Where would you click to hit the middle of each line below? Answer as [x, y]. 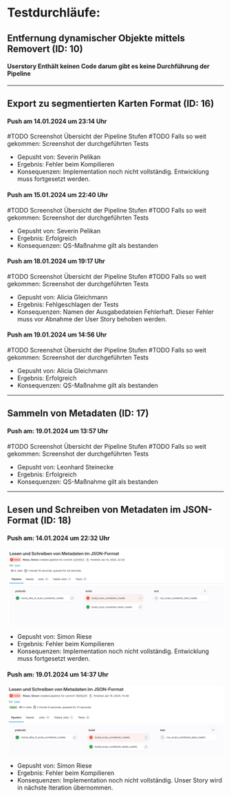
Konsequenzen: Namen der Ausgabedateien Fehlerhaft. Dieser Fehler [115, 312]
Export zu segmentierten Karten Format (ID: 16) [111, 104]
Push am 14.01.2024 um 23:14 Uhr [57, 121]
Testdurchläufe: [54, 13]
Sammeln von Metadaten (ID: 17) [78, 413]
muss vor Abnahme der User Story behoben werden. [92, 319]
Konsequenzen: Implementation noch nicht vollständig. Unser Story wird [119, 780]
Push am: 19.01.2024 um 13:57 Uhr [58, 431]
